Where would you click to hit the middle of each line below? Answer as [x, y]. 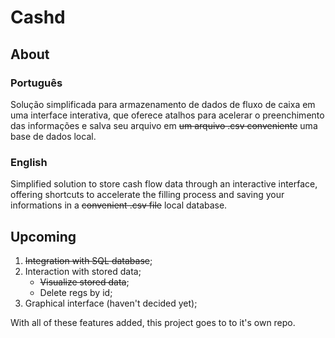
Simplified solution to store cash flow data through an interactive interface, [164, 184]
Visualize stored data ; [84, 282]
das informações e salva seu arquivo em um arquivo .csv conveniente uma [164, 125]
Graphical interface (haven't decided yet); [111, 303]
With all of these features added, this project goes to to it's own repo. [153, 322]
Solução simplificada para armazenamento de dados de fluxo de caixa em [163, 104]
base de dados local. [53, 136]
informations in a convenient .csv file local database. [119, 205]
